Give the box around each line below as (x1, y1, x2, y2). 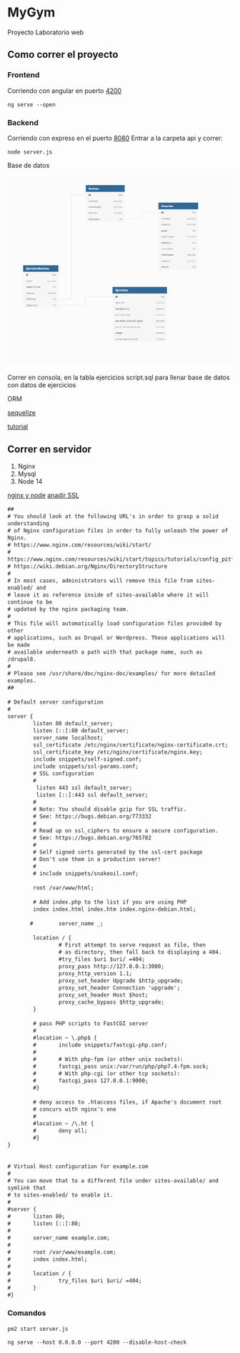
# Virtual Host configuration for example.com (7, 1163, 149, 1170)
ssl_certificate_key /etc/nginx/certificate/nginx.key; (33, 749, 203, 756)
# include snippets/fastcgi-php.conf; (33, 1042, 168, 1049)
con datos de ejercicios (7, 381, 76, 389)
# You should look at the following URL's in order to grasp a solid (7, 513, 219, 520)
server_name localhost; (33, 734, 104, 742)
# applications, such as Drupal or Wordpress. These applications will (7, 634, 225, 641)
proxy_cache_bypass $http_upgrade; (58, 999, 164, 1006)
